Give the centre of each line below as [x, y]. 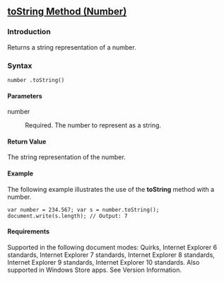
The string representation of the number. [66, 157]
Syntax [20, 65]
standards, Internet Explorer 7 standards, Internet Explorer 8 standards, [111, 255]
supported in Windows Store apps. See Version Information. [95, 270]
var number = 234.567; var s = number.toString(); [83, 210]
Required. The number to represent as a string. [93, 125]
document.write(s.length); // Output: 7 [68, 216]
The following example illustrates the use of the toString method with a [111, 189]
